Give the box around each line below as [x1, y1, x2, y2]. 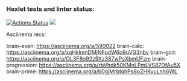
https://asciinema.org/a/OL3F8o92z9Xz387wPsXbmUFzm [6, 55, 151, 62]
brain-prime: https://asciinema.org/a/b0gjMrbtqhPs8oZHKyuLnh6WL [6, 68, 178, 75]
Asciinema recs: [6, 31, 46, 38]
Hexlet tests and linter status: [6, 5, 95, 13]
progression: [6, 62, 38, 69]
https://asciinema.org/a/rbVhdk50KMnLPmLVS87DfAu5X [39, 62, 181, 69]
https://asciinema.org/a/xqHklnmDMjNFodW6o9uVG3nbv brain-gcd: [6, 49, 177, 56]
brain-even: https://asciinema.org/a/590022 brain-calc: [6, 43, 144, 50]
